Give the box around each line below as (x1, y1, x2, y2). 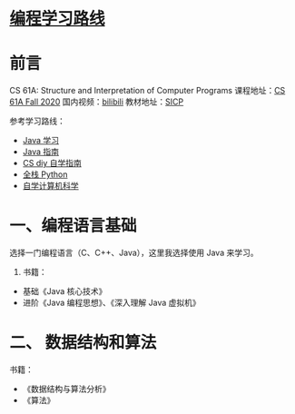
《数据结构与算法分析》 (22, 383, 111, 394)
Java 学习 (22, 135, 60, 146)
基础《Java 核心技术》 (22, 286, 107, 297)
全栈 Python (22, 169, 68, 180)
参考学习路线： (9, 115, 65, 127)
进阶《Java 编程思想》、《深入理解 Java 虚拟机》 (22, 297, 202, 309)
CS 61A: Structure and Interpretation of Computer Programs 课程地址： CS (9, 85, 286, 96)
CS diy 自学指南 (22, 158, 82, 169)
